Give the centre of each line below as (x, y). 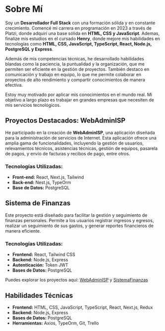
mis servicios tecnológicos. (33, 105)
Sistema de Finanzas (38, 203)
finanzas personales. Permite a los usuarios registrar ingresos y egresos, (80, 220)
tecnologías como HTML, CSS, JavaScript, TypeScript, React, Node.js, (79, 44)
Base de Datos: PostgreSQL (41, 188)
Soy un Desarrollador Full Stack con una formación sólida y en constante (80, 23)
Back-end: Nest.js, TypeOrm (42, 183)
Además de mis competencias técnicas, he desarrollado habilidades (75, 58)
